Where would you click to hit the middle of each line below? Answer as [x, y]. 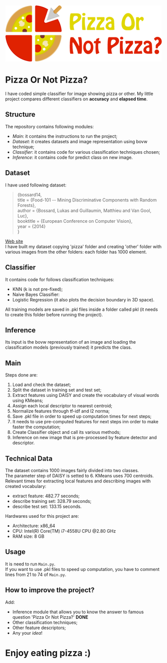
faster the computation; [36, 427]
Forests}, [27, 205]
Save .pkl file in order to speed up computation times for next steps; [82, 416]
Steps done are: [21, 375]
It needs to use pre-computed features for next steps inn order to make [85, 422]
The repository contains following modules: [49, 126]
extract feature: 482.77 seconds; [46, 496]
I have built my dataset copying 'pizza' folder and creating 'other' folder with [83, 246]
